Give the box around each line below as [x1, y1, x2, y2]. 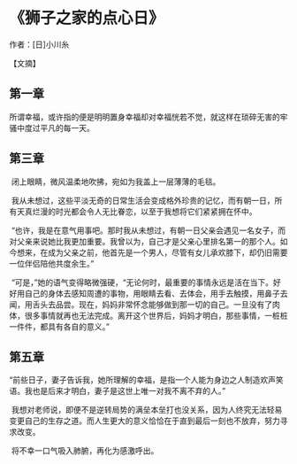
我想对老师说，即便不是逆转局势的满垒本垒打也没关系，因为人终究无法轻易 [11, 405, 283, 415]
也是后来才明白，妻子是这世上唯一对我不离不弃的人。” [32, 386, 226, 397]
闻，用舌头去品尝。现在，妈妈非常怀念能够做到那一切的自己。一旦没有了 [9, 298, 272, 310]
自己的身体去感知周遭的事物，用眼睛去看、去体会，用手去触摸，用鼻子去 [24, 288, 288, 298]
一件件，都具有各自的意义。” [9, 321, 110, 332]
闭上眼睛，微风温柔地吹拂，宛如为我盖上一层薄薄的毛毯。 [11, 176, 221, 187]
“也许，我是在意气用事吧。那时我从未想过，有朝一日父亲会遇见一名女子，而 [11, 225, 286, 236]
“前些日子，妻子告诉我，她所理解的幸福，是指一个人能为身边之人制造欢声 [9, 375, 277, 385]
